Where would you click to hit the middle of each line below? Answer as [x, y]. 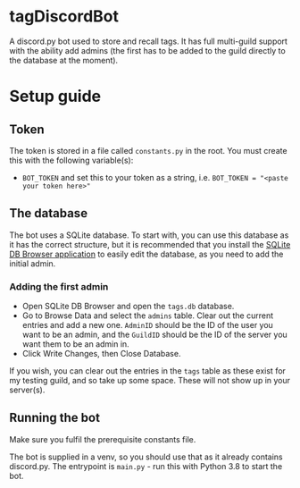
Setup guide [55, 97]
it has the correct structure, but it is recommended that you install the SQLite [150, 244]
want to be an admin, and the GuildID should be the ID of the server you [154, 335]
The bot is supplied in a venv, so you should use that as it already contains [146, 457]
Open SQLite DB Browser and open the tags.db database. [128, 307]
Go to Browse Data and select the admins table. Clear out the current [148, 316]
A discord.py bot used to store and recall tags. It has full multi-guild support [149, 41]
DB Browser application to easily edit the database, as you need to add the [146, 254]
